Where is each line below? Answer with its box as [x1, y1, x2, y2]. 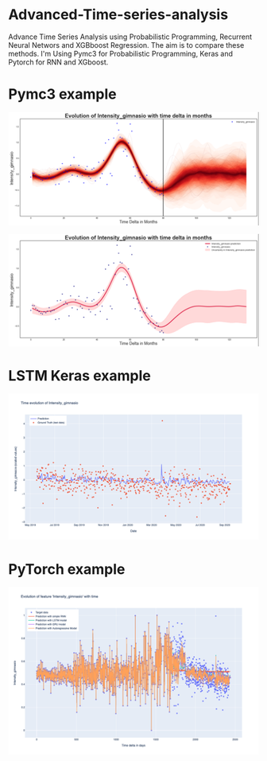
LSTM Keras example [8, 367, 151, 385]
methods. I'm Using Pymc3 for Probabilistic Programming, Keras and [8, 49, 233, 58]
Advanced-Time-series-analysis [8, 6, 229, 24]
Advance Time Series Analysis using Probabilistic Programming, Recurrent [8, 32, 253, 41]
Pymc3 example [8, 85, 117, 103]
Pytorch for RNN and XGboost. [8, 57, 109, 67]
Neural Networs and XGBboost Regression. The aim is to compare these [8, 40, 245, 49]
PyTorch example [8, 560, 126, 579]
